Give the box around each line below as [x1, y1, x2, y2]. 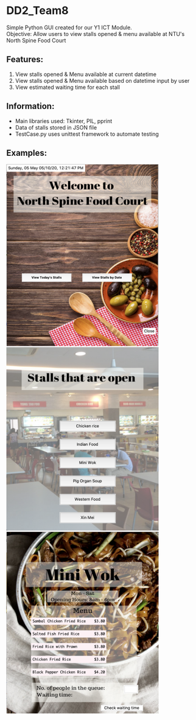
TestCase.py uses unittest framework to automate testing [15, 130, 159, 138]
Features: [6, 54, 44, 65]
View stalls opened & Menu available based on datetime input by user [15, 77, 190, 84]
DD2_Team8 [6, 4, 69, 18]
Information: [6, 101, 55, 111]
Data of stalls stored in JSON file [15, 124, 97, 131]
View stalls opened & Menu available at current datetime [15, 71, 157, 78]
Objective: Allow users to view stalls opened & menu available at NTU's [6, 30, 185, 37]
